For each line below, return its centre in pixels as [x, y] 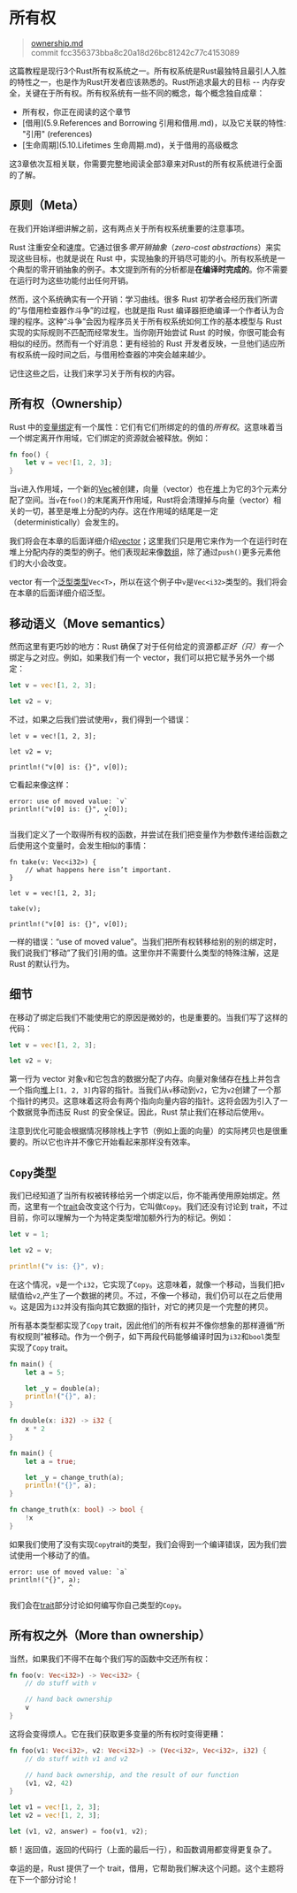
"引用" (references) [57, 134]
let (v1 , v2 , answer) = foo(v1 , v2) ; [79, 1832]
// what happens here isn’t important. [99, 870]
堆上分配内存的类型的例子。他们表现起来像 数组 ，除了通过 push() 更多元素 [141, 552]
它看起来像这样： [40, 785]
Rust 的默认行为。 [42, 963]
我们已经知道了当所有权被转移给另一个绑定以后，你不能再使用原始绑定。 [141, 1196]
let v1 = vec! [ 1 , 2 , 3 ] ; [55, 1807]
